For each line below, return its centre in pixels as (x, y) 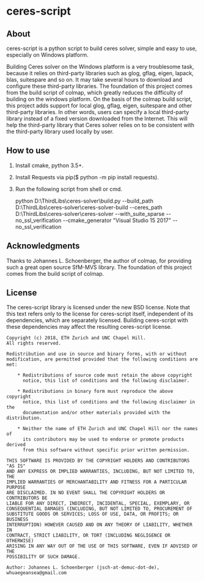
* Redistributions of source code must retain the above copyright (105, 375)
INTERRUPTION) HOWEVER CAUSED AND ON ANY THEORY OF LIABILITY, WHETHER (99, 525)
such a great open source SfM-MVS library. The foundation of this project (99, 267)
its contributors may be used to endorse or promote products (103, 440)
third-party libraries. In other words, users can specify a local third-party (98, 112)
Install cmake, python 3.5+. (49, 165)
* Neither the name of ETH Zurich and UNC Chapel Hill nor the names (108, 429)
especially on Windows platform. (47, 55)
